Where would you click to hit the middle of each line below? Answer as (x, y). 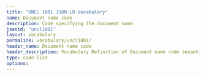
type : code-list (27, 58)
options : (17, 63)
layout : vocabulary (31, 35)
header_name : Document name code (49, 47)
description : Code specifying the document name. (71, 23)
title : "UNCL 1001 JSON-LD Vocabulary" (57, 12)
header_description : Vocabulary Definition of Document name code (93, 52)
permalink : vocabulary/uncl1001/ (49, 40)
